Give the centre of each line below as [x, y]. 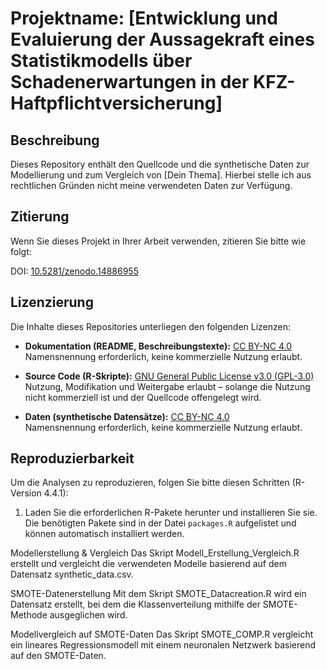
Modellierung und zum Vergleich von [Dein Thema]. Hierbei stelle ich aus [161, 175]
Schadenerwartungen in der [130, 82]
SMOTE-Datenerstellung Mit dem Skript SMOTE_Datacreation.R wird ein [158, 594]
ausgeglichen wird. [88, 615]
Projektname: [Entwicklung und [144, 18]
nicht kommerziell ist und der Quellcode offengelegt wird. [143, 397]
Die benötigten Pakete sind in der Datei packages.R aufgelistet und [160, 523]
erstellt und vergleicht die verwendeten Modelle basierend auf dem [148, 564]
